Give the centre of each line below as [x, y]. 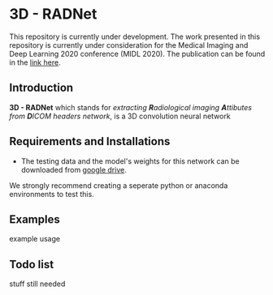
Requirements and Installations [90, 141]
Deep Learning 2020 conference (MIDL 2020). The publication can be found [137, 53]
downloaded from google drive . [74, 169]
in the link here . [35, 62]
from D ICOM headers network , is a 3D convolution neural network [120, 116]
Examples [35, 219]
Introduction [41, 88]
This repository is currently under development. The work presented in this [135, 36]
